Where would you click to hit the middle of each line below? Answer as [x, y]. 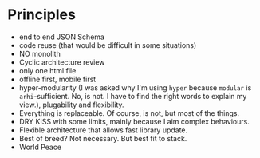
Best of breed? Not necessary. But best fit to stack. [103, 138]
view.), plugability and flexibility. [71, 105]
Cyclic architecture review [62, 62]
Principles [42, 15]
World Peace [40, 147]
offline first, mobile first [57, 79]
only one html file [47, 70]
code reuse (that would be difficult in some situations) [108, 45]
